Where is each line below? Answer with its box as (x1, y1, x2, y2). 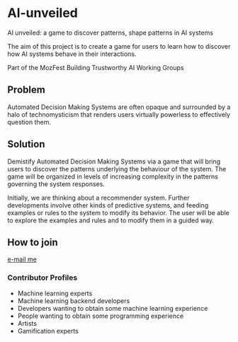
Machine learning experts (17, 289, 93, 297)
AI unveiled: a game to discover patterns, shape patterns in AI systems (7, 28, 214, 37)
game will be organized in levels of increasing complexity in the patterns (7, 172, 218, 181)
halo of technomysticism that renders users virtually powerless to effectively (7, 110, 231, 118)
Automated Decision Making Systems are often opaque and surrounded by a (7, 103, 231, 111)
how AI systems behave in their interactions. (7, 50, 137, 58)
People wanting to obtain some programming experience (17, 312, 184, 320)
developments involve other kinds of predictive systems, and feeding (7, 200, 209, 210)
